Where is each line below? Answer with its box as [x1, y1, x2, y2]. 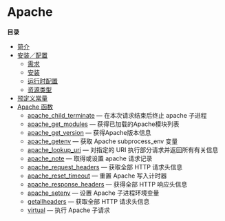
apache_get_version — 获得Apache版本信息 [27, 128, 151, 136]
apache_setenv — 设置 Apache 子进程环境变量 [27, 189, 160, 197]
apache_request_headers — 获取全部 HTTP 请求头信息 [27, 162, 183, 171]
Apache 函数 [17, 103, 54, 111]
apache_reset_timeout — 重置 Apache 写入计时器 [27, 171, 167, 180]
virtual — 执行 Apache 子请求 [27, 206, 110, 214]
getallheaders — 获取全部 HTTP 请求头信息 [27, 197, 150, 205]
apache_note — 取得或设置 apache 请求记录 [27, 154, 153, 162]
